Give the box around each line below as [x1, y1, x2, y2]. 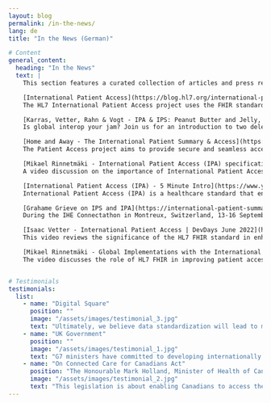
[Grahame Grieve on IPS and [23, 204, 117, 212]
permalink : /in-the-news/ [8, 19, 95, 27]
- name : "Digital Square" [23, 300, 110, 308]
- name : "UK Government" [23, 330, 106, 338]
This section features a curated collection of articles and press [23, 78, 254, 87]
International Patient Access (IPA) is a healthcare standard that [23, 189, 254, 198]
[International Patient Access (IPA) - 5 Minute [23, 182, 190, 190]
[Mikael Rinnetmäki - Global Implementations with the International [23, 248, 262, 256]
